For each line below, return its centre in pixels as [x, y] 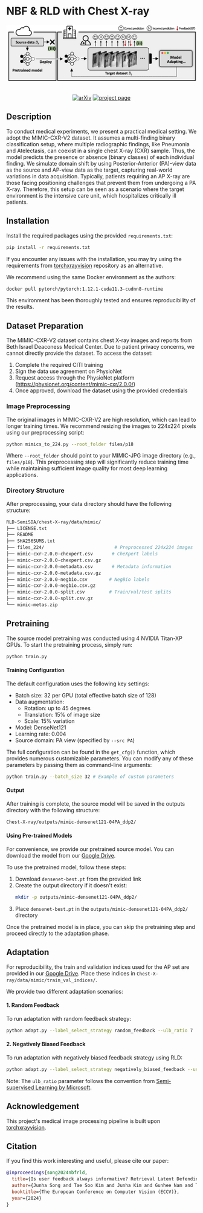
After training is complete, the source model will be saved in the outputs [96, 804]
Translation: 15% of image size [62, 714]
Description [29, 117]
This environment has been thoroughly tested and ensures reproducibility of [101, 300]
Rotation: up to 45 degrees [57, 708]
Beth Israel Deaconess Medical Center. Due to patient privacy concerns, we [101, 347]
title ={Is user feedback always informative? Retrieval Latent [93, 1179]
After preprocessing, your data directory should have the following [89, 503]
